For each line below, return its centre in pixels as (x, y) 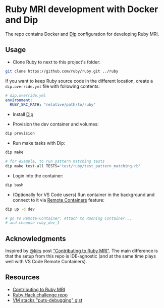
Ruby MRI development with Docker (82, 9)
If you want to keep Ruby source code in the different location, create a (79, 81)
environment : (19, 100)
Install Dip (23, 114)
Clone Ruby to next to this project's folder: (57, 62)
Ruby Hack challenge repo (40, 295)
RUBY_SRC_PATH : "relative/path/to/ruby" (53, 105)
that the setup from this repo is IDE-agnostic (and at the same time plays (81, 256)
